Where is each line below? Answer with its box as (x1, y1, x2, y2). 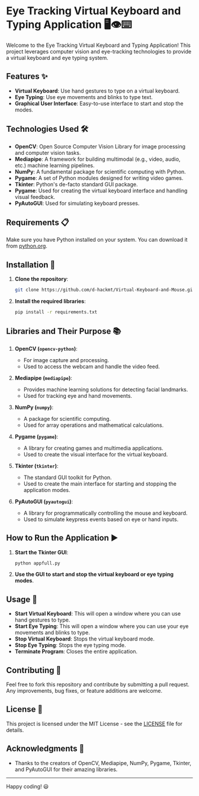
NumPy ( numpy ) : (14, 404, 54, 411)
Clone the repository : (14, 275, 69, 283)
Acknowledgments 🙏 (6, 744, 85, 754)
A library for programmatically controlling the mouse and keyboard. (23, 509, 188, 516)
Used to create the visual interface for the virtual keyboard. (23, 451, 168, 458)
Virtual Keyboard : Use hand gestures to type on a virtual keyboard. (14, 87, 180, 94)
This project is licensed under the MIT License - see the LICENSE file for (6, 720, 182, 727)
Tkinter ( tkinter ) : (14, 462, 59, 470)
